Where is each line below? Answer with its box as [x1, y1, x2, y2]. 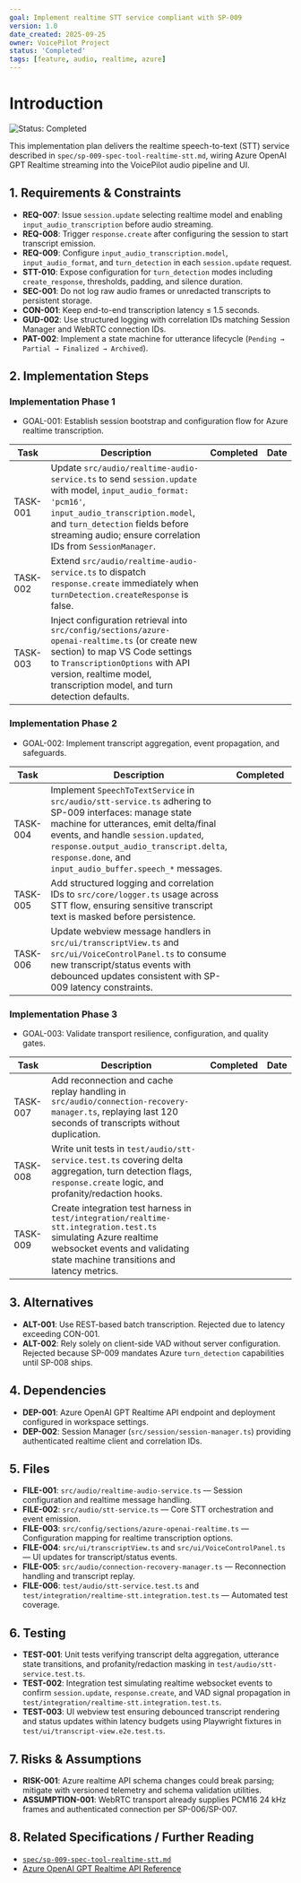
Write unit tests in [51, 1142, 125, 1155]
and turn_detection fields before [50, 517, 190, 530]
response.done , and [50, 851, 132, 863]
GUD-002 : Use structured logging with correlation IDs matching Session [21, 314, 290, 325]
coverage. [21, 1600, 60, 1610]
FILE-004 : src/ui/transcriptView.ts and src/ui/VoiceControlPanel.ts [21, 1542, 286, 1553]
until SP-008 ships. [21, 1357, 93, 1367]
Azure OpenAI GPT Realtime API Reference [21, 1862, 182, 1874]
